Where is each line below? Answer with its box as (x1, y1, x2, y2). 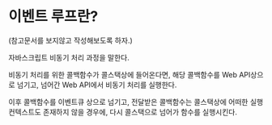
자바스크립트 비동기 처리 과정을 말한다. (8, 52, 130, 62)
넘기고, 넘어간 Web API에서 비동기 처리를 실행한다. (16, 80, 177, 90)
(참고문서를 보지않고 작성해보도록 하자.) (8, 35, 134, 45)
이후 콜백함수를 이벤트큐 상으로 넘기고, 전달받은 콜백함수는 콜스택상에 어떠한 (8, 97, 249, 106)
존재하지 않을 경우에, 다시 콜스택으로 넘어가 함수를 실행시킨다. (43, 106, 237, 117)
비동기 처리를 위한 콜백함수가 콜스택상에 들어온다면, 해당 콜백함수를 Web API (8, 69, 251, 79)
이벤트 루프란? (8, 7, 99, 26)
